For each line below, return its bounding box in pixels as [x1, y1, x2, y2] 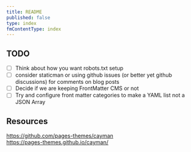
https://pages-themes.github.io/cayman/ [6, 139, 109, 146]
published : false [6, 15, 51, 21]
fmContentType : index [6, 26, 62, 32]
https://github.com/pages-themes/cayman [6, 132, 114, 140]
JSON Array [15, 98, 46, 106]
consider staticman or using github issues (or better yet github [15, 71, 173, 79]
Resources [6, 116, 48, 126]
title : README [6, 9, 43, 15]
